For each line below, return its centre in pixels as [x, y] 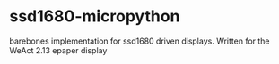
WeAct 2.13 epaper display [58, 50]
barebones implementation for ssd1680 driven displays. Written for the [140, 41]
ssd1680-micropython [95, 16]
